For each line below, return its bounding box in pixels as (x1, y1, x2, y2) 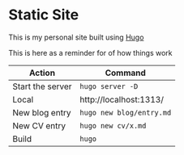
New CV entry (12, 119, 66, 131)
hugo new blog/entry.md (79, 107, 172, 117)
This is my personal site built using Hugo (8, 32, 144, 42)
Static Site (8, 6, 79, 24)
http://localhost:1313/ (79, 94, 165, 105)
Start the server (12, 81, 72, 92)
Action (28, 67, 55, 78)
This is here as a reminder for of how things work (8, 48, 173, 57)
